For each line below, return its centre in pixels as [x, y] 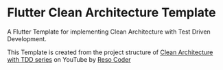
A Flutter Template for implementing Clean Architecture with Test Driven [109, 32]
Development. [27, 38]
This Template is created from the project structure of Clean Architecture [110, 52]
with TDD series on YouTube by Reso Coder [69, 59]
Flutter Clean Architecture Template [111, 13]
